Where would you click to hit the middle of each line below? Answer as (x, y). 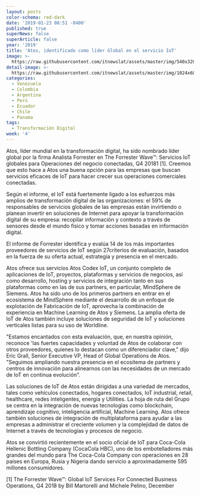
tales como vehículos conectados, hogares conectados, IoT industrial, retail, (100, 392)
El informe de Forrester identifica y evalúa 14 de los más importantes (90, 244)
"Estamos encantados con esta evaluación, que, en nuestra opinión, (90, 336)
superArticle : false (32, 39)
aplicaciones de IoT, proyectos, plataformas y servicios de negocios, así (95, 274)
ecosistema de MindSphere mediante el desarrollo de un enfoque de (90, 300)
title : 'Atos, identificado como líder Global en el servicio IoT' (92, 51)
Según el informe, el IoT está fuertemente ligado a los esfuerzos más (91, 194)
